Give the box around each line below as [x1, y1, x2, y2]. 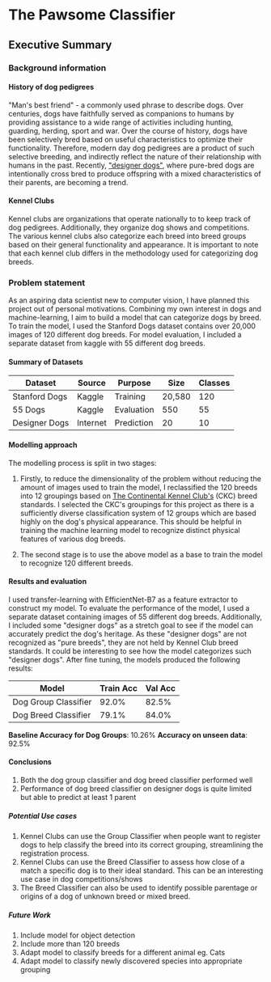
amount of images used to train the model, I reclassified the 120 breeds [19, 482, 258, 492]
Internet [76, 417, 107, 429]
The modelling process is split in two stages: [8, 458, 157, 468]
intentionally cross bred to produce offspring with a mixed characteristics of [8, 168, 261, 179]
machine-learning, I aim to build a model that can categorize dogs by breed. [8, 313, 261, 323]
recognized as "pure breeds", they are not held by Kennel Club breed [8, 637, 239, 647]
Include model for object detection [19, 930, 136, 940]
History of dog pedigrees [8, 83, 95, 92]
